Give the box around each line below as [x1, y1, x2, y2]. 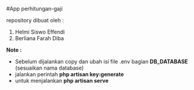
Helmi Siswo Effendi [14, 28, 65, 35]
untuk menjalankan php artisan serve [14, 77, 109, 84]
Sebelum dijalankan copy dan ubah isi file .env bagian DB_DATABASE [14, 58, 189, 65]
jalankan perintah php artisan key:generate [14, 71, 124, 77]
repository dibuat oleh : [6, 17, 64, 23]
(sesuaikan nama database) [14, 64, 84, 71]
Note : [6, 46, 22, 53]
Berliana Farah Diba [14, 35, 64, 41]
